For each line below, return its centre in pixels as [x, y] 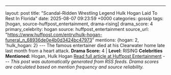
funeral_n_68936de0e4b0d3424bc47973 [49, 40]
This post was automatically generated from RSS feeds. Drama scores [84, 62]
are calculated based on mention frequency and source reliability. [75, 67]
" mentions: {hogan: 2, [115, 40]
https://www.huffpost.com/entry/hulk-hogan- [55, 34]
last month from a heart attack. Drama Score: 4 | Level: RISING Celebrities [84, 51]
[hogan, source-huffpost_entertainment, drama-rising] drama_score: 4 [79, 24]
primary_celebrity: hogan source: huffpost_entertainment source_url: [77, 29]
